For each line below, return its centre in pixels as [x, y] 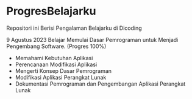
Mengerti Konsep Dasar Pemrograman [63, 70]
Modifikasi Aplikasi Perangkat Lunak [61, 77]
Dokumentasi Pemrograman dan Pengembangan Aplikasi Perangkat [100, 84]
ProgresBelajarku [51, 11]
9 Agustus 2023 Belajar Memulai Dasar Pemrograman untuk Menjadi [92, 39]
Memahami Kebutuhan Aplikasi [54, 58]
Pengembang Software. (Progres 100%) [56, 46]
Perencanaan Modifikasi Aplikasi [56, 64]
